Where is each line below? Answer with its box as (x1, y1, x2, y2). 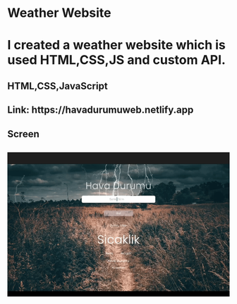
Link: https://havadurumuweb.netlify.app (7, 104, 194, 116)
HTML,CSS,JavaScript (7, 80, 108, 92)
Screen (7, 128, 40, 140)
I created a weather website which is (7, 37, 226, 53)
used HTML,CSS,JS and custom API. (7, 52, 226, 68)
